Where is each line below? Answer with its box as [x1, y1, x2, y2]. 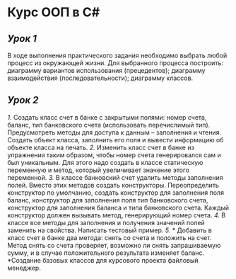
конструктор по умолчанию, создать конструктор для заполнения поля [7, 188, 225, 197]
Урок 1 [7, 33, 37, 45]
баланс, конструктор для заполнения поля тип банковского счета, [7, 195, 208, 204]
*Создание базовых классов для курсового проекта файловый [7, 256, 199, 264]
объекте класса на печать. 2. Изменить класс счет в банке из [7, 143, 194, 152]
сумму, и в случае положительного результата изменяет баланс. [7, 249, 205, 257]
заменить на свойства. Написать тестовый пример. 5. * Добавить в [7, 226, 212, 234]
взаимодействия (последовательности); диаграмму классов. [7, 74, 193, 82]
